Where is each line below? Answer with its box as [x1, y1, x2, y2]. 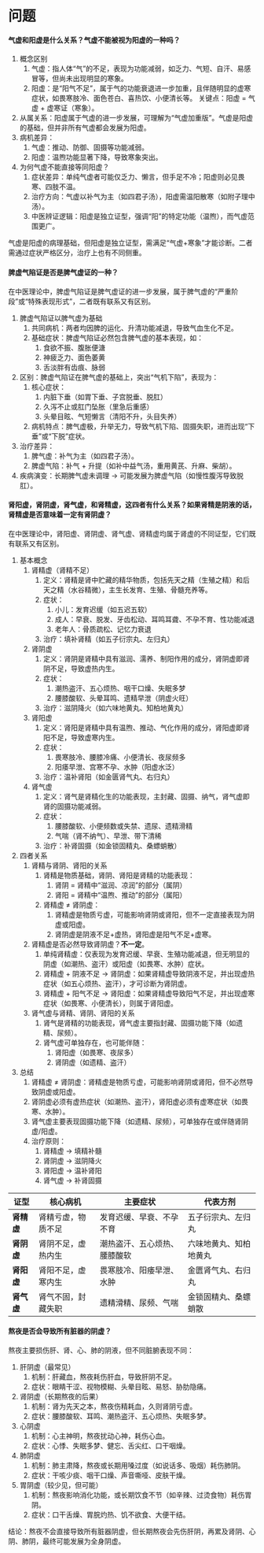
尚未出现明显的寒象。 [58, 74, 128, 83]
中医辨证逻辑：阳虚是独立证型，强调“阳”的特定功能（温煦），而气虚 [31, 212, 247, 221]
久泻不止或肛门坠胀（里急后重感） [42, 402, 154, 411]
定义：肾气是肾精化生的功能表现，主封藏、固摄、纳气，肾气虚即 [42, 791, 250, 801]
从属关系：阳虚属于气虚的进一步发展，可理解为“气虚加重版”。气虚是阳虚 [19, 113, 254, 123]
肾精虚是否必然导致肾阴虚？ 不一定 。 [31, 939, 149, 949]
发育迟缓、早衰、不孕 [99, 1211, 179, 1222]
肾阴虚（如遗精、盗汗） [54, 1057, 131, 1067]
